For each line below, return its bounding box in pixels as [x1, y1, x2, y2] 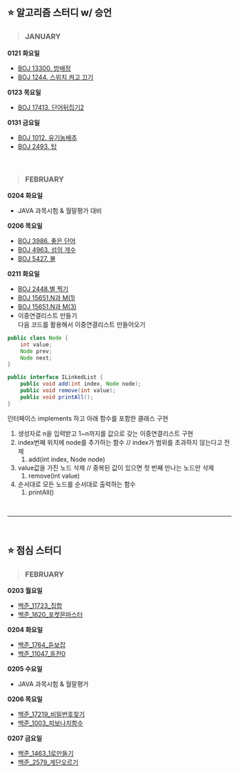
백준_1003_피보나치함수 [17, 719, 84, 727]
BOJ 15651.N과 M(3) [17, 302, 77, 311]
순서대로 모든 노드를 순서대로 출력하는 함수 [17, 480, 137, 488]
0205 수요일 [7, 665, 43, 673]
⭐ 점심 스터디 [7, 545, 62, 557]
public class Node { [7, 334, 69, 342]
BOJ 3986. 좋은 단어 [17, 236, 76, 245]
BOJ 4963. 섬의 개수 [17, 245, 76, 254]
